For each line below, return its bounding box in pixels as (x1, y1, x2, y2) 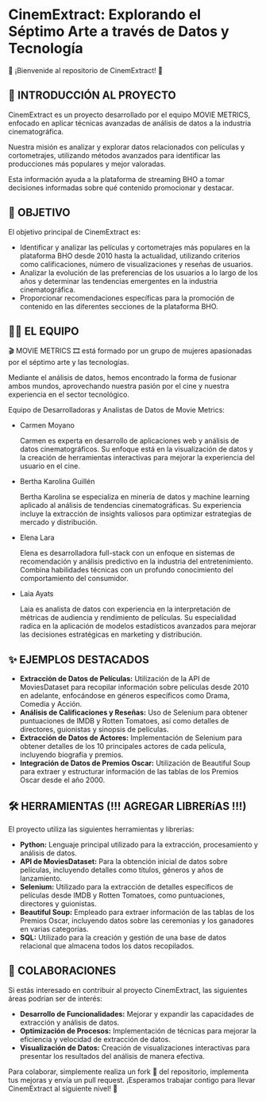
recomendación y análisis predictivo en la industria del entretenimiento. (19, 556, 253, 566)
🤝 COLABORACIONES (8, 964, 117, 978)
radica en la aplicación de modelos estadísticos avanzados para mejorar (19, 622, 256, 631)
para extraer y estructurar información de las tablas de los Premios (19, 767, 239, 777)
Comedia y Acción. (19, 700, 83, 709)
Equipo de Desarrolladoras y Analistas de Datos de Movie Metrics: (8, 405, 225, 415)
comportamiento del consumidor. (19, 574, 129, 583)
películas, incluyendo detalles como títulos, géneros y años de (19, 865, 224, 874)
